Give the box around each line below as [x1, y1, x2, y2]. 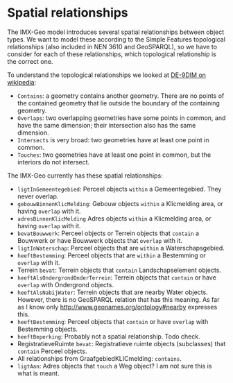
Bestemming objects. [17, 325, 78, 333]
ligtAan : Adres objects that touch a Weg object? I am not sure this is [17, 361, 212, 370]
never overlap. [17, 192, 59, 201]
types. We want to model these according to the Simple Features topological [7, 35, 225, 43]
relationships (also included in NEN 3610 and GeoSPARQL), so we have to [7, 42, 217, 51]
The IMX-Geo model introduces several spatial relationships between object [7, 28, 225, 36]
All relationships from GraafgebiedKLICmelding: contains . [17, 354, 182, 362]
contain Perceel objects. [17, 347, 87, 355]
